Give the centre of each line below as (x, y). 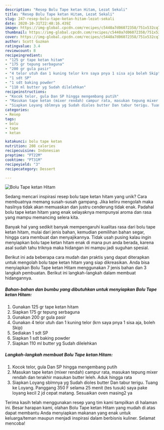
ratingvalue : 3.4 (23, 46)
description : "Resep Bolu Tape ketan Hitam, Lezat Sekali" (66, 10)
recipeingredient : (24, 55)
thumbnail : (16, 32)
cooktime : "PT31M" (24, 160)
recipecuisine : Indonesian (32, 151)
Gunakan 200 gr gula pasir (39, 317)
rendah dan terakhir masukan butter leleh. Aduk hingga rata (72, 378)
